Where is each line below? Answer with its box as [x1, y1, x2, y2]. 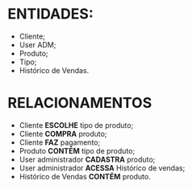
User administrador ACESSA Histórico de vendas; [19, 162, 186, 173]
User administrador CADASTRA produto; [19, 154, 156, 164]
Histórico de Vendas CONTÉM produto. [19, 171, 151, 181]
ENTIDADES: [7, 5, 94, 23]
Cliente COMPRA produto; [19, 129, 107, 138]
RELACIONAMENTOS [7, 94, 153, 113]
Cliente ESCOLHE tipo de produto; [19, 120, 134, 129]
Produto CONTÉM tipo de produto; [19, 146, 135, 155]
